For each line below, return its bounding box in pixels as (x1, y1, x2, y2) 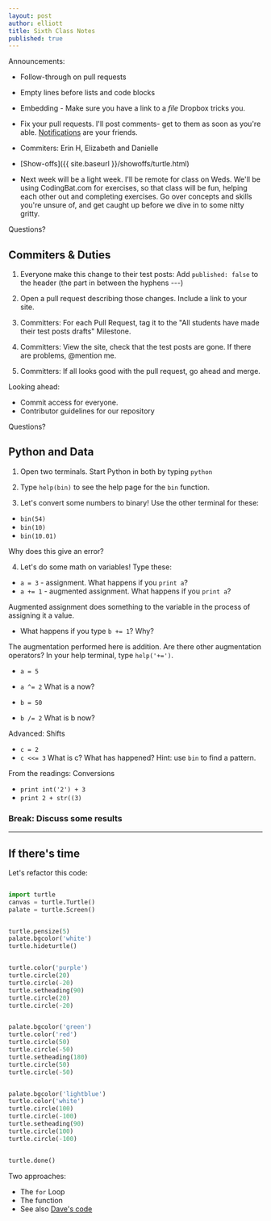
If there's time (8, 846, 81, 860)
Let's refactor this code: (8, 867, 88, 877)
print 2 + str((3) (19, 794, 82, 802)
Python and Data (8, 445, 94, 459)
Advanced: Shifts (8, 728, 66, 738)
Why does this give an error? (8, 546, 104, 556)
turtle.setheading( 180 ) (8, 1053, 89, 1061)
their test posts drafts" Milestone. (19, 326, 131, 336)
